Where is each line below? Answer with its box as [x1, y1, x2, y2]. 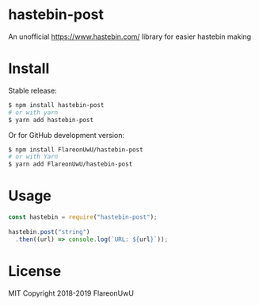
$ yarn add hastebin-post [8, 116, 93, 124]
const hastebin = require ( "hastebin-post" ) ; [8, 213, 158, 221]
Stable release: [8, 86, 57, 95]
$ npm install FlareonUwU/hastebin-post [8, 145, 144, 154]
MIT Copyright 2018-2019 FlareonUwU [8, 288, 135, 298]
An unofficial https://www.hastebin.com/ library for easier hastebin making [8, 32, 252, 41]
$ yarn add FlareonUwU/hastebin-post [8, 160, 133, 168]
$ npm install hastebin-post [8, 101, 105, 109]
